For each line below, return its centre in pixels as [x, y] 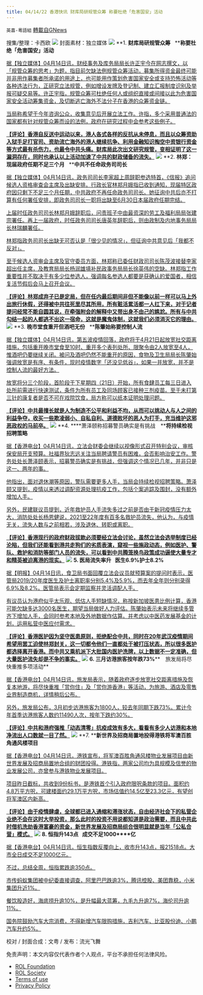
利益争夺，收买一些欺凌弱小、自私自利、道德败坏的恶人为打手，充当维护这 [99, 418]
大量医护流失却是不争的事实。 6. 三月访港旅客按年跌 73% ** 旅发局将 [97, 659]
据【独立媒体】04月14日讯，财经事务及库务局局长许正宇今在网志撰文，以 [97, 63]
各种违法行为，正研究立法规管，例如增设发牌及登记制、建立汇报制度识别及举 [101, 86]
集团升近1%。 [23, 887]
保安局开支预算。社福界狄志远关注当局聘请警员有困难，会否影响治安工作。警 [101, 453]
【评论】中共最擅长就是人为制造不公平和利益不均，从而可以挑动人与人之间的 [101, 410]
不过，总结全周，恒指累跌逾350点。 [51, 867]
